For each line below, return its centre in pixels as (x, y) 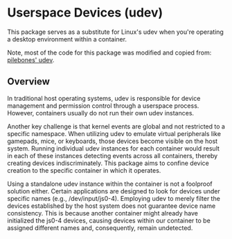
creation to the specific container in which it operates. (84, 170)
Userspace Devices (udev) (85, 13)
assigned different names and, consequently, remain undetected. (100, 228)
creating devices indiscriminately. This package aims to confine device (108, 163)
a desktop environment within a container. (67, 39)
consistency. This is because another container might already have (103, 213)
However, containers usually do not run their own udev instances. (101, 113)
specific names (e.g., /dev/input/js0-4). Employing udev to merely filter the (114, 198)
